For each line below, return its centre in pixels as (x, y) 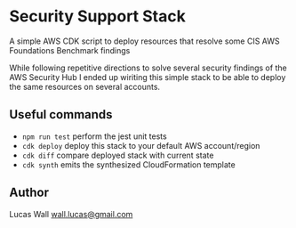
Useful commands (61, 114)
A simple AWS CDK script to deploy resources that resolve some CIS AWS (144, 41)
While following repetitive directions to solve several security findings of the (148, 68)
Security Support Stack (98, 16)
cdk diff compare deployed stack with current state (118, 155)
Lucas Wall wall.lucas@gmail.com (71, 214)
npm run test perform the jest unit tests (94, 136)
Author (29, 193)
